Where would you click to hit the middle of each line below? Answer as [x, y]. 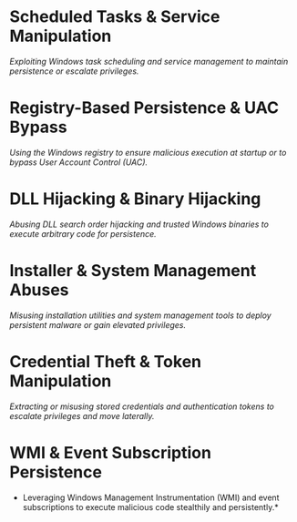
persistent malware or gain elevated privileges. [98, 324]
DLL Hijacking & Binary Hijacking [135, 199]
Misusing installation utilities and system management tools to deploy [140, 315]
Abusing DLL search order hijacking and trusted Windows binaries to [139, 224]
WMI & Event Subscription [111, 452]
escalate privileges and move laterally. [82, 415]
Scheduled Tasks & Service [115, 17]
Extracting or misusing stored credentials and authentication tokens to [142, 406]
